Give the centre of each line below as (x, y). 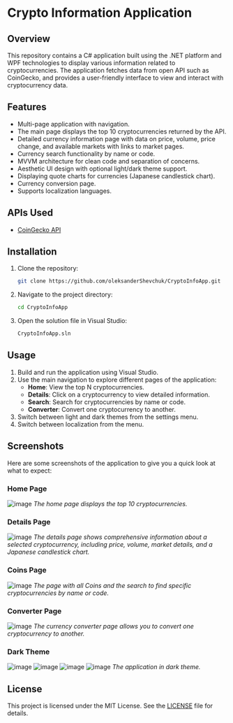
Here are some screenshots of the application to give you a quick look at (112, 463)
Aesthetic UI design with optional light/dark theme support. (102, 169)
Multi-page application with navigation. (74, 124)
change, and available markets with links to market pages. (101, 146)
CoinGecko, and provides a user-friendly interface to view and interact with (115, 78)
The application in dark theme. (156, 667)
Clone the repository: (48, 269)
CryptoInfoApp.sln (44, 334)
